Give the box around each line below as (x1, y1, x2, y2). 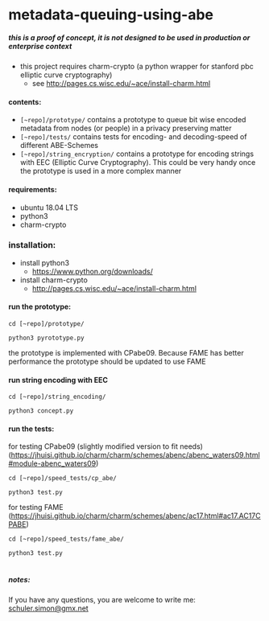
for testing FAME (8, 503, 64, 512)
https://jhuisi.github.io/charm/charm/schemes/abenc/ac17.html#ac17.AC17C (10, 511, 262, 520)
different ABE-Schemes (19, 141, 99, 150)
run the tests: (8, 424, 55, 434)
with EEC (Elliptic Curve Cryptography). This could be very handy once (19, 158, 256, 167)
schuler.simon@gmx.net (8, 603, 89, 613)
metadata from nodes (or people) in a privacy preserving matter (19, 123, 232, 134)
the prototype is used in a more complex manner (19, 167, 182, 176)
